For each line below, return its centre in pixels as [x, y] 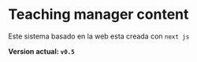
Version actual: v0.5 [41, 51]
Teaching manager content [98, 15]
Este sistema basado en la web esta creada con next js [99, 36]
